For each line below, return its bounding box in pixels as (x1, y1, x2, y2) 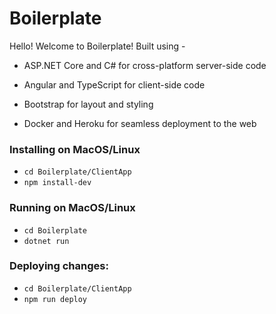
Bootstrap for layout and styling (23, 98, 154, 110)
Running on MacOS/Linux (9, 201, 136, 215)
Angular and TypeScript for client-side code (23, 78, 206, 91)
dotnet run (23, 236, 70, 246)
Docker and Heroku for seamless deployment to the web (23, 117, 257, 129)
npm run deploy (23, 294, 88, 304)
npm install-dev (23, 178, 92, 188)
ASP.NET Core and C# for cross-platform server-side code (23, 59, 267, 71)
